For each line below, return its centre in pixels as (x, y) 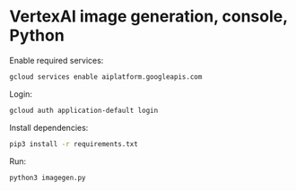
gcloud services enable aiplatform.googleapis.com (106, 77)
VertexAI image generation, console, (148, 17)
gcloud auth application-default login (84, 110)
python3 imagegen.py (48, 178)
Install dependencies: (49, 127)
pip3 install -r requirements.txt (74, 144)
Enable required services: (57, 60)
